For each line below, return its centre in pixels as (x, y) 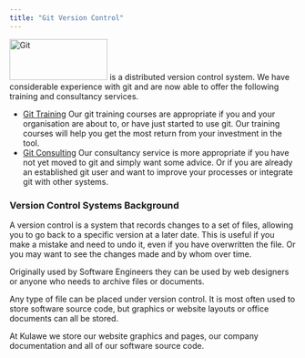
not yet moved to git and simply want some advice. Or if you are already (158, 162)
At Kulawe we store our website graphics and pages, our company (134, 336)
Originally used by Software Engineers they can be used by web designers (149, 271)
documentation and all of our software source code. (107, 345)
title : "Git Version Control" (67, 18)
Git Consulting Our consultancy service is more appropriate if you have (156, 152)
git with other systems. (66, 181)
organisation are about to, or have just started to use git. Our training (151, 123)
